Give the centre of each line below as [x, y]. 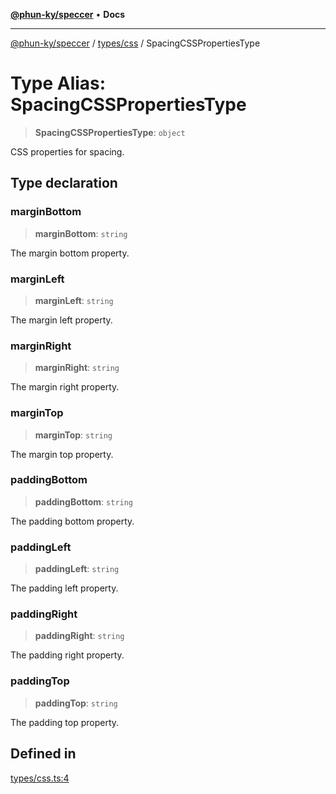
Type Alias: [58, 83]
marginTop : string [73, 435]
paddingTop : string [76, 703]
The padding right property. [67, 655]
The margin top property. [62, 454]
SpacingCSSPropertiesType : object [110, 132]
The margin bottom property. [70, 253]
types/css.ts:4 [40, 778]
